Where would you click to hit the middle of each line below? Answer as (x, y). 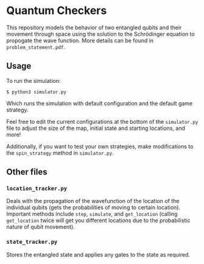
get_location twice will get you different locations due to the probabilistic (98, 221)
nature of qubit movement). (40, 227)
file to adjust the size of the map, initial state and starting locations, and (96, 128)
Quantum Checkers (57, 11)
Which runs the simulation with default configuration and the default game (100, 103)
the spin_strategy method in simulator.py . (60, 152)
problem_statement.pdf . (36, 47)
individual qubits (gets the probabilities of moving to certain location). (93, 207)
